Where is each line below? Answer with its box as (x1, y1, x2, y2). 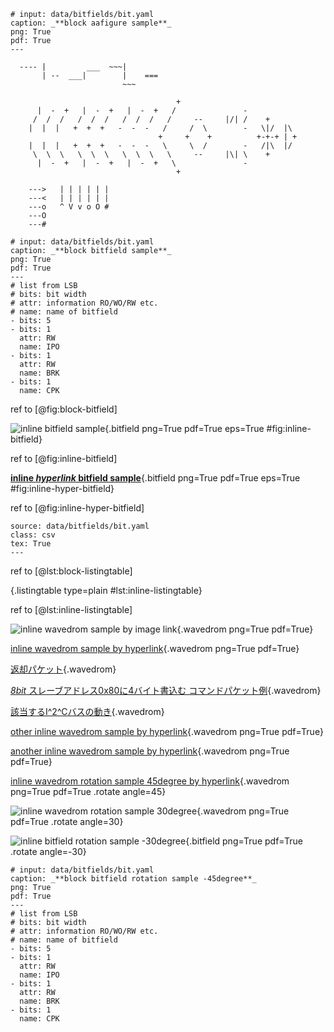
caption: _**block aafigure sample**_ (10, 18, 172, 28)
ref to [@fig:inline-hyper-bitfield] (10, 502, 145, 514)
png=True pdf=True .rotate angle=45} (10, 786, 167, 797)
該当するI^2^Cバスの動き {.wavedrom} (10, 706, 165, 717)
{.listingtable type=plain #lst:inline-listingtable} (10, 585, 203, 596)
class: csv (10, 530, 56, 540)
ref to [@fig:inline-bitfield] (10, 453, 118, 464)
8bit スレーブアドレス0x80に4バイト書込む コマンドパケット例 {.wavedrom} (10, 685, 322, 696)
